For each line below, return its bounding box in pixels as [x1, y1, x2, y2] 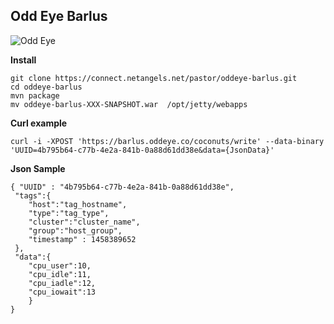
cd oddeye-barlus [10, 82, 83, 92]
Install [10, 54, 37, 66]
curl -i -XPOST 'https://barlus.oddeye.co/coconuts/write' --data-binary [10, 136, 325, 146]
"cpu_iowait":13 [28, 287, 97, 297]
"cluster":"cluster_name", [28, 217, 141, 227]
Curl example [10, 117, 68, 129]
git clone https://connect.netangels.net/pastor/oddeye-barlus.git [10, 73, 298, 83]
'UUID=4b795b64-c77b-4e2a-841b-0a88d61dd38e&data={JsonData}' [10, 145, 275, 155]
